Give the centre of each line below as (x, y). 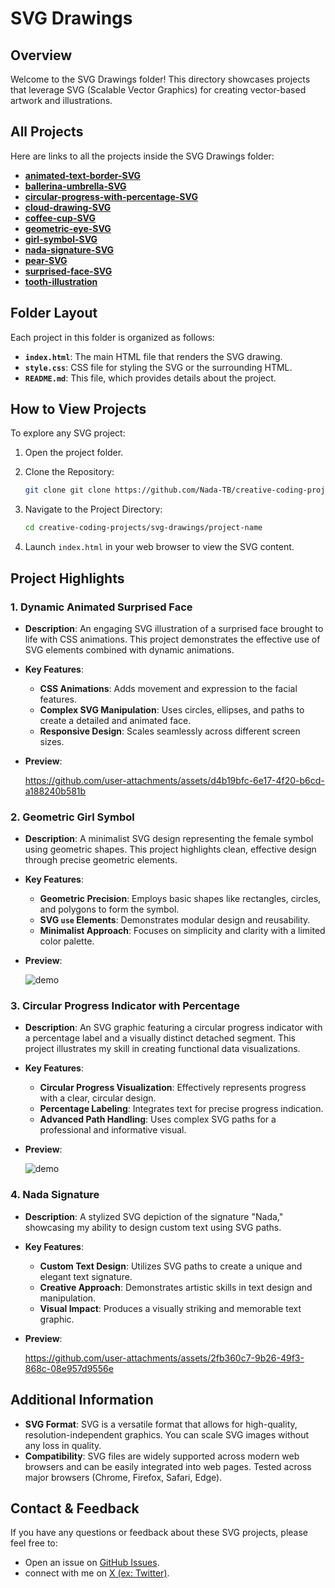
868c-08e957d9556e (69, 1368)
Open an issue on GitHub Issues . (92, 1563)
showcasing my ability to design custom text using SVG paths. (153, 1227)
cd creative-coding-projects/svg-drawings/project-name (143, 528)
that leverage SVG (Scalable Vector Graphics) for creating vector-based (158, 90)
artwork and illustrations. (61, 100)
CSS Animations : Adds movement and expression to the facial (168, 688)
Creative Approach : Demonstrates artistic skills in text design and (176, 1287)
